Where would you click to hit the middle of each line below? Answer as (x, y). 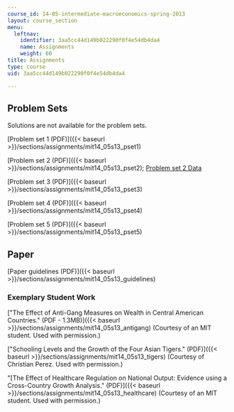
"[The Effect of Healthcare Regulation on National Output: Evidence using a (117, 378)
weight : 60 (36, 54)
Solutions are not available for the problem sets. (77, 126)
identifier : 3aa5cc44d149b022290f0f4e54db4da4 (90, 40)
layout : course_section (43, 21)
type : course (27, 67)
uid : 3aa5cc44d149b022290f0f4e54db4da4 (66, 73)
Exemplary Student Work (51, 298)
